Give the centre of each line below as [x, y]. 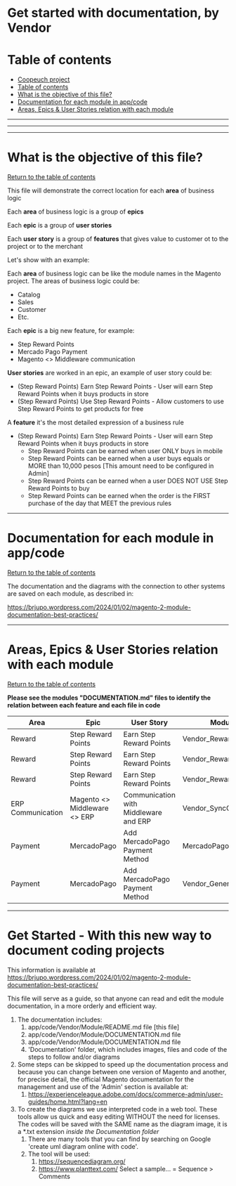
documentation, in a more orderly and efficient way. [82, 1005]
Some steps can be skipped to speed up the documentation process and [123, 1064]
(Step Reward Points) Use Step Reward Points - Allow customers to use [121, 401]
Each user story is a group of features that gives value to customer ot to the [118, 239]
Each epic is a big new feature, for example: [71, 331]
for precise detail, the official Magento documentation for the [106, 1079]
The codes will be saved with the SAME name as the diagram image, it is [122, 1124]
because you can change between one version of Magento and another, [122, 1071]
